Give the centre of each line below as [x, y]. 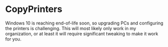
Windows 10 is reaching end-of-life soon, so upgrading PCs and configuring [84, 23]
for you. [13, 39]
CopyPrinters [34, 9]
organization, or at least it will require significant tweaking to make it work [82, 33]
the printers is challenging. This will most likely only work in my [71, 28]
